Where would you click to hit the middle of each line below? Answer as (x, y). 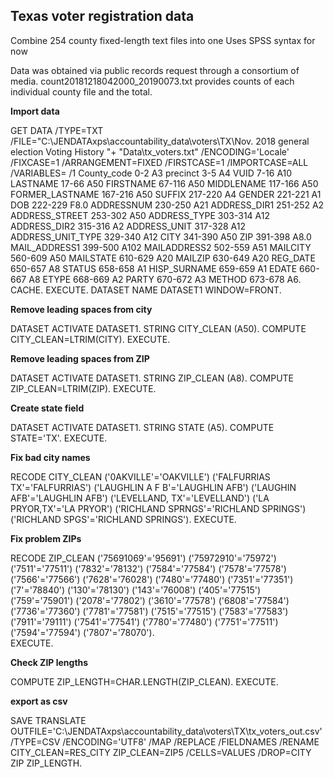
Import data (35, 111)
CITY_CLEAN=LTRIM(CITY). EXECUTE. (90, 339)
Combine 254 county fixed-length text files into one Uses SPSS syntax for (163, 40)
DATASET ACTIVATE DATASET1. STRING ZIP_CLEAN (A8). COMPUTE (152, 378)
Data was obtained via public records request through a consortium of (155, 70)
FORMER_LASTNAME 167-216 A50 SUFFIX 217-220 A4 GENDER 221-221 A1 (166, 194)
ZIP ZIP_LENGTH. (46, 763)
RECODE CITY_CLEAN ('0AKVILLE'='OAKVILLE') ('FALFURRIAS (140, 476)
